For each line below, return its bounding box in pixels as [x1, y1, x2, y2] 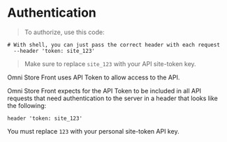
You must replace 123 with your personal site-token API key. [7, 127, 180, 135]
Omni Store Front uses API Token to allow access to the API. [7, 73, 180, 81]
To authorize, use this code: [24, 28, 105, 36]
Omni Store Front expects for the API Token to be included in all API [7, 86, 201, 95]
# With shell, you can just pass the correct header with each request [7, 41, 220, 48]
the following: [7, 101, 47, 109]
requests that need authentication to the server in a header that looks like [7, 94, 218, 102]
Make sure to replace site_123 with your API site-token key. [24, 59, 197, 68]
